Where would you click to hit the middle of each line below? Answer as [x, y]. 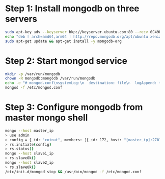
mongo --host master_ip [29, 130]
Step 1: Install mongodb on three [72, 9]
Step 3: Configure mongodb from [74, 107]
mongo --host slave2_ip [29, 163]
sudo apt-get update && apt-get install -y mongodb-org [63, 41]
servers [21, 19]
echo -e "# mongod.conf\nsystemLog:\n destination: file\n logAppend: [81, 83]
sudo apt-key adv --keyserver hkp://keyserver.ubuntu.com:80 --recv [77, 32]
